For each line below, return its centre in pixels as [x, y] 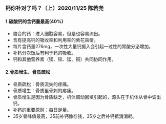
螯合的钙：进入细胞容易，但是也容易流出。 [58, 34]
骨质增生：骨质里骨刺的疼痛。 [44, 91]
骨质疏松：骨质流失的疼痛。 [42, 84]
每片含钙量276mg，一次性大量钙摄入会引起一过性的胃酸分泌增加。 [83, 47]
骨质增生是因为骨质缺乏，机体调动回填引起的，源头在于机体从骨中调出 [87, 97]
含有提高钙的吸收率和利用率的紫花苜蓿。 [55, 40]
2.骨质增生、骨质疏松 [28, 72]
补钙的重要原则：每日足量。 [42, 110]
